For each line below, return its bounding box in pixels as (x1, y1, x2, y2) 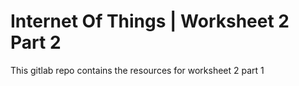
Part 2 (10, 31, 62, 54)
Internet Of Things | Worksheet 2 (10, 10, 290, 33)
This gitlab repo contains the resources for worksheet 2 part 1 (10, 64, 265, 76)
